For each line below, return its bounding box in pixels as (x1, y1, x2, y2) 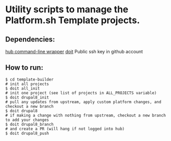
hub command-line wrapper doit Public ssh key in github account (5, 49, 143, 54)
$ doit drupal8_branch (5, 122, 54, 127)
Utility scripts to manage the (5, 4, 129, 15)
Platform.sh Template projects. (5, 14, 140, 26)
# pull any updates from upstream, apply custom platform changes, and (5, 99, 161, 105)
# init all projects (5, 81, 50, 87)
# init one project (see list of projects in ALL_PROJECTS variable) (5, 90, 157, 95)
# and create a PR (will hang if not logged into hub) (5, 126, 125, 131)
